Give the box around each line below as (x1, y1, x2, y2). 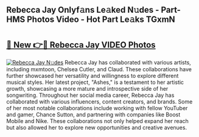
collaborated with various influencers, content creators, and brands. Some (6, 98, 193, 105)
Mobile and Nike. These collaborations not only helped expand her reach (6, 118, 189, 124)
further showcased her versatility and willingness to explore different (6, 72, 179, 79)
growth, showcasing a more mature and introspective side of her (6, 85, 169, 92)
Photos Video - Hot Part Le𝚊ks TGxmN (26, 15, 175, 25)
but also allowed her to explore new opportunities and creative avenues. (6, 124, 187, 131)
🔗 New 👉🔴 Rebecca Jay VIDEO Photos (6, 40, 156, 50)
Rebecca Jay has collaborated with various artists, (65, 59, 192, 66)
